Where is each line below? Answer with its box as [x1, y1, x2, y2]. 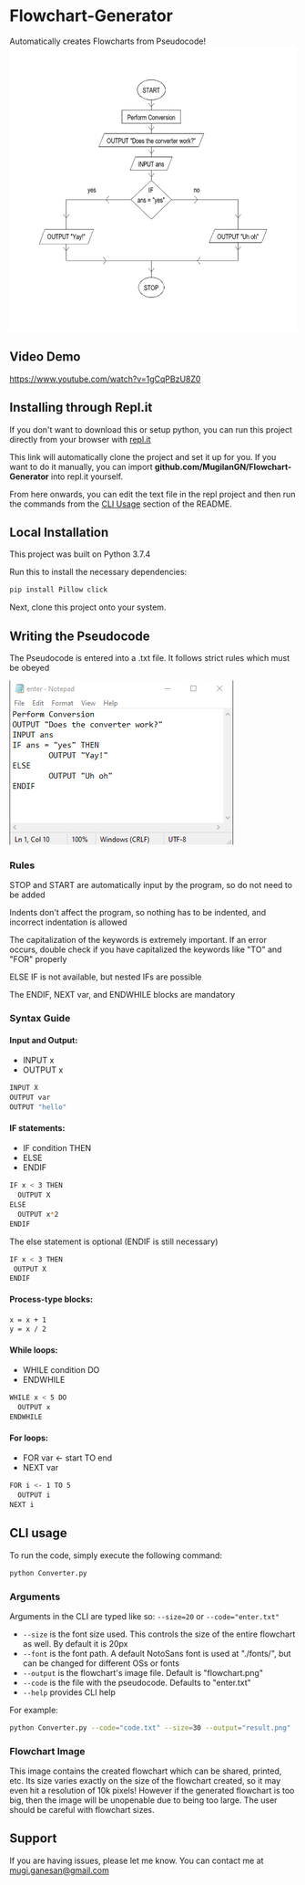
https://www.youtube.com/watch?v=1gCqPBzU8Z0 [9, 373, 201, 384]
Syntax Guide [9, 1012, 71, 1025]
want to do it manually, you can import [9, 461, 153, 472]
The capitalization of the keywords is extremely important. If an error [9, 935, 267, 946]
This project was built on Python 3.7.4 [9, 549, 151, 560]
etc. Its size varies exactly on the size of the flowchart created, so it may [9, 1775, 281, 1786]
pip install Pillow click [9, 585, 107, 594]
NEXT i [9, 1501, 35, 1510]
